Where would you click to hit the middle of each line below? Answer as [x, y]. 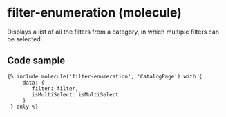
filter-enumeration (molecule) [94, 13]
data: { [34, 83]
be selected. [25, 39]
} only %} [24, 107]
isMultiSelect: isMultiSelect [75, 94]
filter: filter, [55, 88]
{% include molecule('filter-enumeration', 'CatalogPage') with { [105, 76]
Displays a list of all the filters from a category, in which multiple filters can [113, 32]
